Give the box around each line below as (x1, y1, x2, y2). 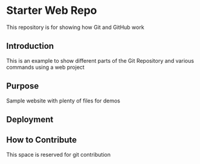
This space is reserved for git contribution (6, 151, 111, 158)
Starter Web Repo (6, 4, 97, 17)
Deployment (6, 114, 54, 124)
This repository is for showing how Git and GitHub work (6, 24, 144, 31)
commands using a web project (6, 63, 85, 71)
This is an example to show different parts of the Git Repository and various (6, 57, 195, 64)
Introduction (6, 41, 54, 51)
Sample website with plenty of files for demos (6, 97, 121, 104)
